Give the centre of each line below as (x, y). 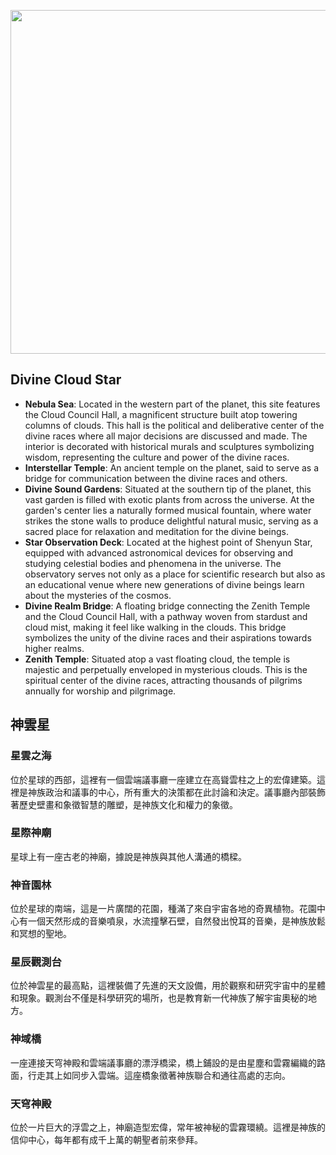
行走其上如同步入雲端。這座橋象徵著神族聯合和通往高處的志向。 (159, 1075)
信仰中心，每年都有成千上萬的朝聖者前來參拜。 (106, 1139)
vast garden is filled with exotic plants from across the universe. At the (169, 499)
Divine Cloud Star (66, 380)
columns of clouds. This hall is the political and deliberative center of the (174, 425)
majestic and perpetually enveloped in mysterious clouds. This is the (166, 669)
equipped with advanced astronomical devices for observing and (159, 552)
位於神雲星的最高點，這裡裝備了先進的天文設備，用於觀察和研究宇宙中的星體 (168, 986)
